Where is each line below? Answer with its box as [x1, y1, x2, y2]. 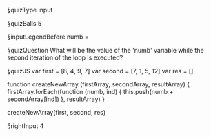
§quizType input [7, 6, 53, 14]
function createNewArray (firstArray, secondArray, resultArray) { [7, 80, 190, 89]
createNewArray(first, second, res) [7, 109, 106, 116]
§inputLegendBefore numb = [7, 33, 89, 41]
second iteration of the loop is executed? [7, 53, 123, 62]
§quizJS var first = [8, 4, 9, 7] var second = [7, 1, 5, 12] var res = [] [7, 67, 194, 75]
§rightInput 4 [7, 122, 44, 130]
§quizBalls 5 [7, 19, 42, 27]
